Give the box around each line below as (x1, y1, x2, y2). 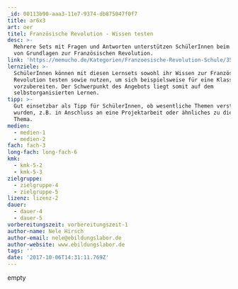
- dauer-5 (13, 215, 42, 222)
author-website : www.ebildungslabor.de (7, 241, 125, 248)
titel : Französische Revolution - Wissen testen (7, 30, 154, 38)
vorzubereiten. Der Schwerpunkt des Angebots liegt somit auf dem (13, 83, 214, 90)
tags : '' (7, 247, 33, 255)
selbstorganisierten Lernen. (13, 89, 100, 96)
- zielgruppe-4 (13, 181, 59, 188)
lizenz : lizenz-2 (7, 195, 59, 202)
